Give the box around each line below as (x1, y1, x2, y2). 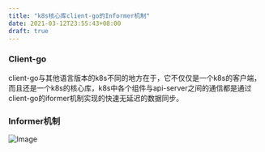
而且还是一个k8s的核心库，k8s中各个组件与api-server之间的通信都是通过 (8, 82, 252, 93)
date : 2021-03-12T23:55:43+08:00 (8, 19, 122, 27)
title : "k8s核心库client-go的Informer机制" (8, 11, 150, 20)
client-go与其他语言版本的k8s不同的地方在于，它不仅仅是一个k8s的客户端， (8, 73, 262, 82)
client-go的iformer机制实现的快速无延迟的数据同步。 (8, 93, 184, 103)
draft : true (8, 27, 49, 35)
